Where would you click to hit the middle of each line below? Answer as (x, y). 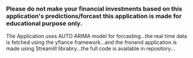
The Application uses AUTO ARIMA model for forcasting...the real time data (96, 36)
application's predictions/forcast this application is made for (94, 16)
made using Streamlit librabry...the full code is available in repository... (91, 49)
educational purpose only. (44, 23)
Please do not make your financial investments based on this (94, 9)
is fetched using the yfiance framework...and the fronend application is (92, 42)
